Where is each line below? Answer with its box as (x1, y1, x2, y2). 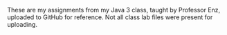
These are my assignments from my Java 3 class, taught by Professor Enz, (7, 6, 221, 14)
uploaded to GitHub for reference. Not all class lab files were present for (7, 13, 213, 21)
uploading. (7, 21, 38, 28)
